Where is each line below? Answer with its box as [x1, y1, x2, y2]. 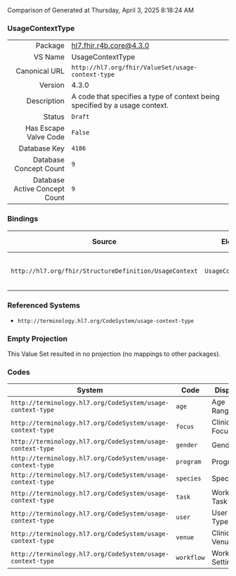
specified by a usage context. [71, 101, 169, 110]
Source [92, 236, 117, 246]
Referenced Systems [7, 300, 81, 310]
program [176, 458, 202, 466]
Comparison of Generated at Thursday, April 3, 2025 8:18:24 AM [7, 6, 195, 14]
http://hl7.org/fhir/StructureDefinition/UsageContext [11, 267, 198, 275]
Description [26, 96, 65, 106]
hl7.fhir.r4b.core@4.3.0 [71, 41, 150, 51]
